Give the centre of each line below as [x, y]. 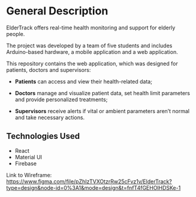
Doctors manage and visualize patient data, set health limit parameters [102, 93]
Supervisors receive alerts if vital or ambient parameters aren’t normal [102, 111]
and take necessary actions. [50, 117]
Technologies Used [43, 136]
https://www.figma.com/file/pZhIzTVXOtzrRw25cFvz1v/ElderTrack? [89, 181]
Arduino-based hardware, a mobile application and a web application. [92, 51]
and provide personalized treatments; [61, 99]
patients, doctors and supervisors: [49, 69]
